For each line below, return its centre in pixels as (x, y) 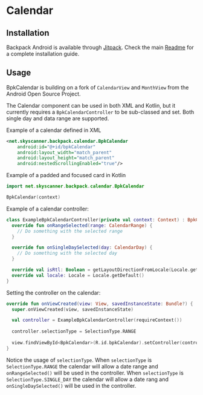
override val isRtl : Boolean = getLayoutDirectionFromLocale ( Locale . (101, 270)
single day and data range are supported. (58, 118)
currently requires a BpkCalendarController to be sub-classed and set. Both (100, 112)
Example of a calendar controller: (47, 209)
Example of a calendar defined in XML (54, 130)
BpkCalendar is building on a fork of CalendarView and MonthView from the (98, 87)
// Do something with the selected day (67, 253)
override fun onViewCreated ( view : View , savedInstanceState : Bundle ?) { (100, 304)
